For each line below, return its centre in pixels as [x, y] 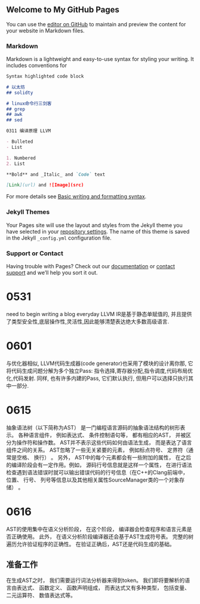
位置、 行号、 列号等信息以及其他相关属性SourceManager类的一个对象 [93, 480]
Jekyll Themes [28, 212]
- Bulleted [20, 142]
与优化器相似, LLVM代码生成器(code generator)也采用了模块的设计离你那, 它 [100, 363]
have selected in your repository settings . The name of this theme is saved [98, 231]
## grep [16, 109]
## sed [14, 120]
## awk [14, 115]
